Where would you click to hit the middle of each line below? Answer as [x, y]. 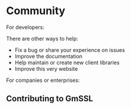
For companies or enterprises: [43, 80]
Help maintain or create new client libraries [67, 62]
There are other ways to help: [42, 38]
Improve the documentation [49, 56]
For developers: [25, 27]
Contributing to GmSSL [50, 99]
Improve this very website [46, 68]
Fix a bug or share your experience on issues [70, 50]
